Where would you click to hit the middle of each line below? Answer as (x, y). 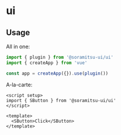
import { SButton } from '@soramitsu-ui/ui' (61, 100)
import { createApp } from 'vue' (47, 63)
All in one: (18, 46)
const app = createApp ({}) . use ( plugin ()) (57, 73)
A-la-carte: (19, 85)
